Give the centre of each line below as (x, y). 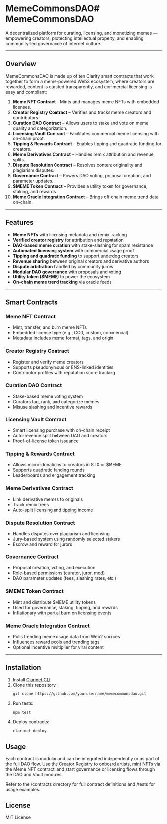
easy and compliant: (26, 92)
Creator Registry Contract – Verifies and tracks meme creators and (82, 112)
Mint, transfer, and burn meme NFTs (50, 327)
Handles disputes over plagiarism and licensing (61, 534)
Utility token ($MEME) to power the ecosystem (61, 276)
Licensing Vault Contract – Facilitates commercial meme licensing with (86, 133)
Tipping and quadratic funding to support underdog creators (76, 256)
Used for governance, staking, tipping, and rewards (65, 607)
